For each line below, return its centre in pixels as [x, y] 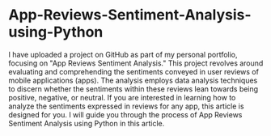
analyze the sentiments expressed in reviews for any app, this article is [126, 106]
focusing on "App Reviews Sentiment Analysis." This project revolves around [136, 63]
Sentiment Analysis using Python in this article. [87, 123]
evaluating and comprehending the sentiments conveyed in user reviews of [133, 71]
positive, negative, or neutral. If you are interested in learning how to [122, 97]
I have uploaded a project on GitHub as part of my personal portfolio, [123, 54]
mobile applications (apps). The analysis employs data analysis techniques [133, 80]
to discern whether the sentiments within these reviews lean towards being [133, 89]
